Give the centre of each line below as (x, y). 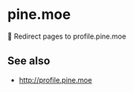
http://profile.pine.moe (55, 79)
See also (29, 61)
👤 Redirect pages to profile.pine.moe (67, 36)
